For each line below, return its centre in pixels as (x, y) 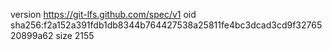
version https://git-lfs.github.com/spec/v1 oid (103, 14)
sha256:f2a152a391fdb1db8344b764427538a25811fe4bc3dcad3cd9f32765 (166, 25)
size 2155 (75, 35)
